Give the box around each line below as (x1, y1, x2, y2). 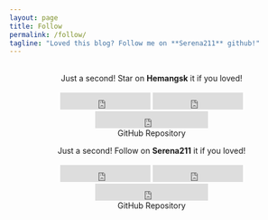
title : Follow (9, 22, 63, 31)
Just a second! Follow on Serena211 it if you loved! (57, 146, 246, 157)
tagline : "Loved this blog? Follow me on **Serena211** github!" (9, 38, 260, 48)
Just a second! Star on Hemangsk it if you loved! (60, 73, 243, 84)
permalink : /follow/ (9, 30, 88, 39)
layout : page (9, 13, 59, 23)
